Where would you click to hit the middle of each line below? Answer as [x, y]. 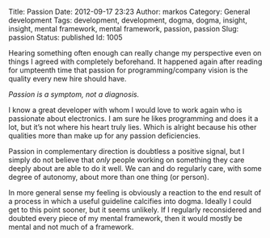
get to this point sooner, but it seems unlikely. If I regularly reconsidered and [135, 210]
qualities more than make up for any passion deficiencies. [104, 136]
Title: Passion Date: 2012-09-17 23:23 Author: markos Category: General [129, 12]
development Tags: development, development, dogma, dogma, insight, [128, 20]
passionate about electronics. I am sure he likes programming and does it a [133, 119]
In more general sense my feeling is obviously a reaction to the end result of [135, 192]
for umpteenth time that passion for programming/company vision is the [128, 70]
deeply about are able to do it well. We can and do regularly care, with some [135, 168]
